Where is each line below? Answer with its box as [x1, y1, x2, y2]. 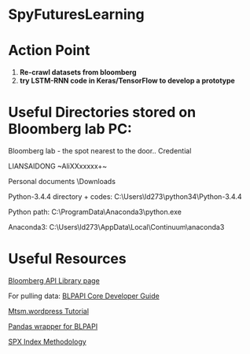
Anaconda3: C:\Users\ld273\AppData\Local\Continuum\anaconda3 [8, 223, 225, 232]
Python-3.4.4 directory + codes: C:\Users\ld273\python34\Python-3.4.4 [8, 192, 242, 201]
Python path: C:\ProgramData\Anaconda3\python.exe [8, 207, 182, 217]
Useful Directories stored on [8, 104, 197, 121]
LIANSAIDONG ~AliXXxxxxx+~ [8, 161, 108, 171]
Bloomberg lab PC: [8, 120, 132, 138]
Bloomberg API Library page [8, 276, 100, 285]
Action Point [8, 42, 90, 60]
